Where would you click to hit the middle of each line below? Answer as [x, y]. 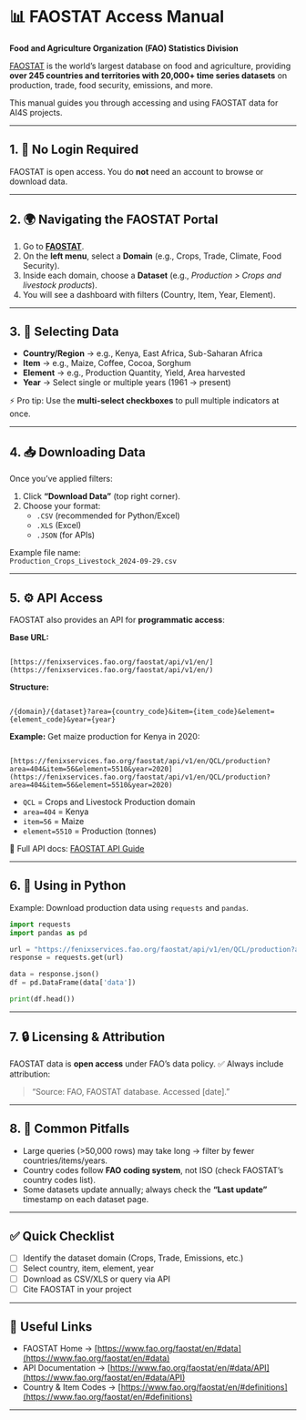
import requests [40, 925]
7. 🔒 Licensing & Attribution [87, 1037]
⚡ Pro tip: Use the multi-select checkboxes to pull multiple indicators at [144, 401]
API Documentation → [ [66, 1368]
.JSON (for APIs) [66, 535]
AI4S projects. [36, 112]
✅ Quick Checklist [62, 1236]
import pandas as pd [49, 933]
